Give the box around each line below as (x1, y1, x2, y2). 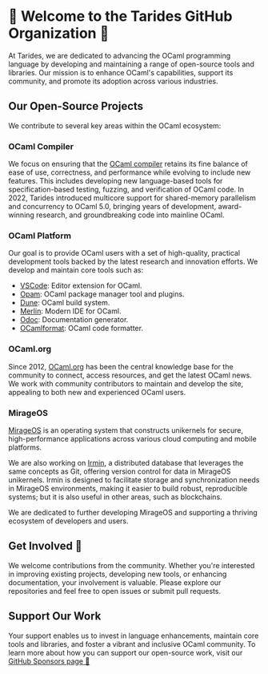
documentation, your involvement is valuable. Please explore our (8, 577, 222, 587)
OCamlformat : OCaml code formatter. (19, 324, 144, 333)
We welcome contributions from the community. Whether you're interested (8, 560, 255, 570)
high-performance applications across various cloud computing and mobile (8, 434, 258, 443)
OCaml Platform (8, 230, 72, 241)
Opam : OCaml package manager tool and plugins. (19, 289, 185, 299)
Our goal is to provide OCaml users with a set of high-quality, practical (8, 248, 241, 258)
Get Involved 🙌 (8, 539, 82, 553)
